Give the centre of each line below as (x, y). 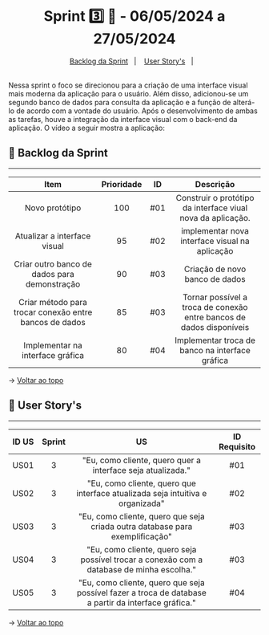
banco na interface (215, 350)
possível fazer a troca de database (141, 592)
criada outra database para (142, 526)
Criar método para (53, 302)
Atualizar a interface (53, 236)
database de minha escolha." (142, 569)
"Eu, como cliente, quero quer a (142, 460)
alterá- (244, 102)
